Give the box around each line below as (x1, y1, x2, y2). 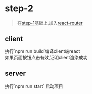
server (5, 69, 26, 78)
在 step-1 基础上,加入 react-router (17, 20, 83, 26)
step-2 (5, 3, 34, 14)
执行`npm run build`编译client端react (5, 48, 80, 54)
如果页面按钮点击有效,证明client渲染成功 (5, 54, 88, 60)
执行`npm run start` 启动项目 (5, 83, 63, 89)
